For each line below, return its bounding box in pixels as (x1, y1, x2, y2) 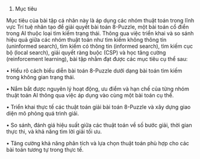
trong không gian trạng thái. (6, 74, 75, 80)
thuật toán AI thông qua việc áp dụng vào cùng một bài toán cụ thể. (6, 92, 174, 99)
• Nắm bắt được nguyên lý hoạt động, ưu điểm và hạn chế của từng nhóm (6, 85, 190, 92)
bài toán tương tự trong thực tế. (6, 146, 84, 153)
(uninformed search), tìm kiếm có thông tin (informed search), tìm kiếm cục (6, 42, 193, 50)
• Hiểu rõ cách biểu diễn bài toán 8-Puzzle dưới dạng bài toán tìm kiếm (6, 67, 183, 74)
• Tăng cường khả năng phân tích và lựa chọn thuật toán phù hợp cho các (6, 140, 190, 147)
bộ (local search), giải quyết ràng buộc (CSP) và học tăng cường (6, 49, 166, 56)
